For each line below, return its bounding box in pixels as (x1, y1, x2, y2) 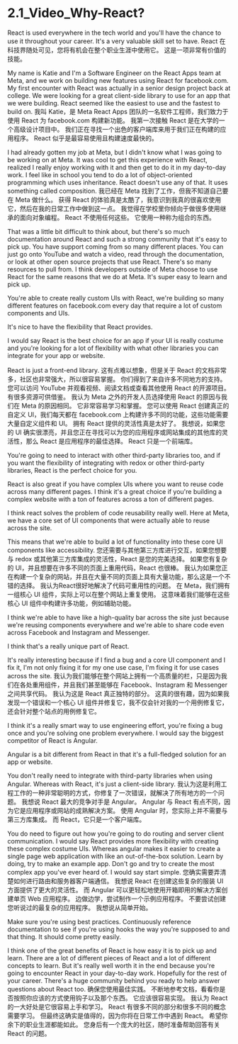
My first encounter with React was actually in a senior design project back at (7, 84, 231, 92)
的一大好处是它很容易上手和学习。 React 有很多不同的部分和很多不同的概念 (7, 1002, 227, 1011)
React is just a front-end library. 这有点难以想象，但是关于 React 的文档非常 (7, 366, 227, 374)
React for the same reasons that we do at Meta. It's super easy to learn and (7, 272, 227, 281)
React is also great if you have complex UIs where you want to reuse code (7, 480, 224, 488)
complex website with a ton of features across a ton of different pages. (7, 495, 215, 503)
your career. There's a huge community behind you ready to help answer (7, 976, 221, 984)
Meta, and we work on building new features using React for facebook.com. (7, 76, 229, 84)
